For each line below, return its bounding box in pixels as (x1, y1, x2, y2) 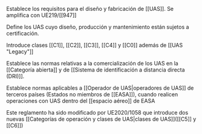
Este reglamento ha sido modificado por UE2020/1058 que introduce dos (6, 109, 189, 116)
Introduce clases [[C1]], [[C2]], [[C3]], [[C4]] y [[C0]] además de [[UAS (6, 42, 183, 49)
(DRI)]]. (6, 73, 25, 79)
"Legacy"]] (6, 48, 34, 55)
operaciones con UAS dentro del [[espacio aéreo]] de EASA (6, 97, 155, 104)
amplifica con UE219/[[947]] (6, 12, 77, 19)
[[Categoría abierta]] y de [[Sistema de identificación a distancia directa (6, 66, 186, 73)
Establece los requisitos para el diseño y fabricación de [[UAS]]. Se (6, 5, 174, 12)
